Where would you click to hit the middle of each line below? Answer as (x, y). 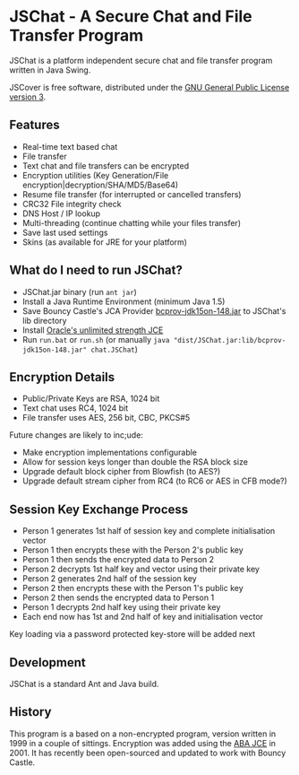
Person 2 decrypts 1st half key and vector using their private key (141, 569)
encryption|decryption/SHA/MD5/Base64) (100, 185)
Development (48, 662)
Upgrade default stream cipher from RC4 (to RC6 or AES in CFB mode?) (155, 481)
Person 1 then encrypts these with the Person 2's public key (132, 550)
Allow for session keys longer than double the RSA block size (135, 462)
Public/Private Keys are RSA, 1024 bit (91, 399)
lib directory (44, 320)
